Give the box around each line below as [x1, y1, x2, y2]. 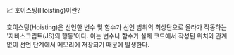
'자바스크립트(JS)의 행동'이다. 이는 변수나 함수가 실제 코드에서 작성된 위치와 [6, 32, 214, 40]
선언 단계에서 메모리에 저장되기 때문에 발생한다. [19, 40, 149, 49]
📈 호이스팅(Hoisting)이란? [6, 6, 81, 14]
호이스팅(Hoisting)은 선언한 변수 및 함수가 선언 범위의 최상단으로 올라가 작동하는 [6, 23, 227, 31]
